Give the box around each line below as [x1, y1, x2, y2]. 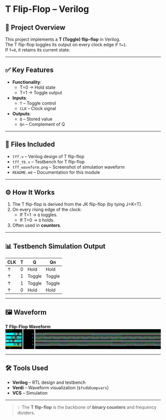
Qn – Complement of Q [19, 121, 65, 127]
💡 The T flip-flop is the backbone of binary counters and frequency [17, 404, 157, 410]
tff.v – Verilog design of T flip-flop [12, 153, 84, 159]
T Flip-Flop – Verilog [5, 3, 89, 15]
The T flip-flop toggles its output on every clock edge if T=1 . [5, 42, 127, 48]
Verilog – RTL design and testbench [12, 379, 86, 385]
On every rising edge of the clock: [12, 207, 82, 213]
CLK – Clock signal [19, 105, 56, 111]
